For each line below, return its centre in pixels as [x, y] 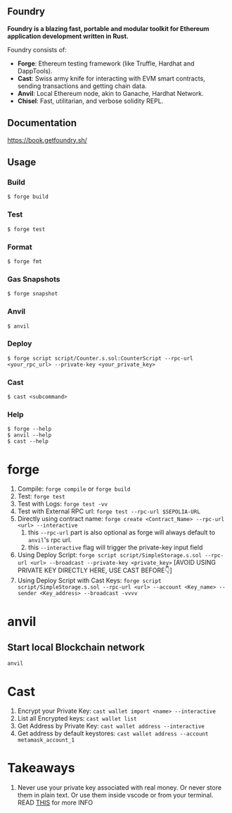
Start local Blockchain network [76, 647]
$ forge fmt [25, 261]
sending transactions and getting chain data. [82, 86]
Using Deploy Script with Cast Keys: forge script [89, 580]
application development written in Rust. [68, 36]
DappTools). [35, 71]
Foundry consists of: [37, 49]
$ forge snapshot [33, 294]
